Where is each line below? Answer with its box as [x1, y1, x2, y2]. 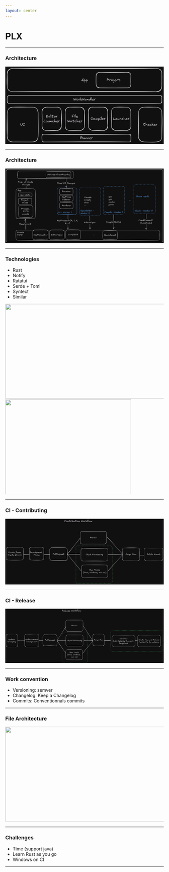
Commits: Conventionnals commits [12, 698, 85, 704]
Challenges [5, 834, 34, 841]
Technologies [5, 255, 39, 263]
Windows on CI [12, 856, 44, 862]
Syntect [12, 288, 29, 295]
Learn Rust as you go [12, 851, 57, 857]
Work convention [5, 676, 49, 683]
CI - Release [5, 597, 36, 604]
